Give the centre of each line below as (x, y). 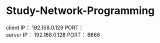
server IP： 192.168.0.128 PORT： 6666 (53, 35)
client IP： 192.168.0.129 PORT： (45, 27)
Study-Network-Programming (80, 11)
